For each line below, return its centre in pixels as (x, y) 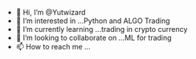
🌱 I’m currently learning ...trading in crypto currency (102, 29)
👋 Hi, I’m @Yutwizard (51, 12)
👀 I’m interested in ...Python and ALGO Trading (93, 21)
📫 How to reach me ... (53, 47)
